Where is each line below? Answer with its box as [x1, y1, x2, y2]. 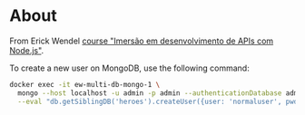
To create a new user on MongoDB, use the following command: [9, 62, 250, 73]
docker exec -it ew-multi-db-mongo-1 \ [9, 80, 161, 89]
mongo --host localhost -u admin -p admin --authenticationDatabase [17, 88, 282, 98]
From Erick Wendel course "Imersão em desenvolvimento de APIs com [9, 35, 274, 46]
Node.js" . [9, 44, 44, 55]
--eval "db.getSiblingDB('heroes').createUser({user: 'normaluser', [17, 97, 282, 106]
